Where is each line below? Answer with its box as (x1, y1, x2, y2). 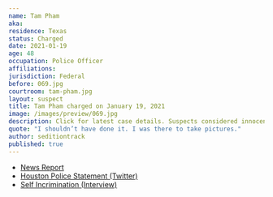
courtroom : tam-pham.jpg (8, 87, 93, 96)
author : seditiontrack (8, 132, 85, 140)
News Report (19, 162, 65, 172)
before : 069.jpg (8, 79, 63, 88)
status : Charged (8, 34, 63, 43)
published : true (8, 139, 63, 148)
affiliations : (8, 65, 57, 73)
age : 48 (8, 49, 35, 58)
